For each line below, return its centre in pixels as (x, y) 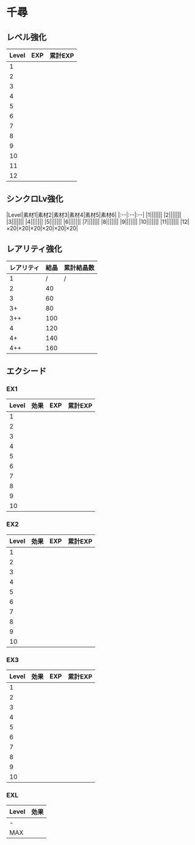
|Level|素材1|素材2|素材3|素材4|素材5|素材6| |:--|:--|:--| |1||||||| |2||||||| (94, 215)
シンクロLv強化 (35, 199)
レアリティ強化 (34, 249)
